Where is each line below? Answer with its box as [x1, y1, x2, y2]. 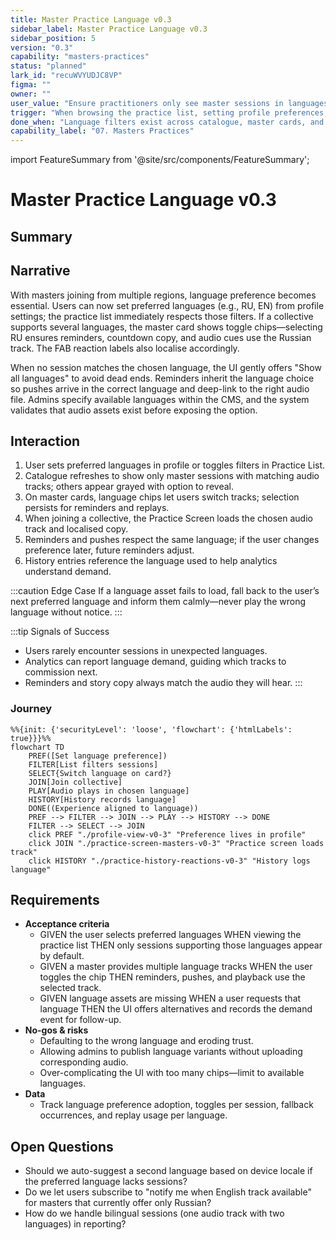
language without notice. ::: [10, 606, 123, 618]
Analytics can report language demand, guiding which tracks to [24, 656, 287, 668]
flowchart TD [10, 742, 65, 752]
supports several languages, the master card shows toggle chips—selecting [10, 321, 323, 333]
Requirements [10, 892, 100, 909]
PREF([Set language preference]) [28, 751, 168, 761]
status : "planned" [10, 61, 87, 71]
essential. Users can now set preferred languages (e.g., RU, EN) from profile [10, 299, 325, 311]
